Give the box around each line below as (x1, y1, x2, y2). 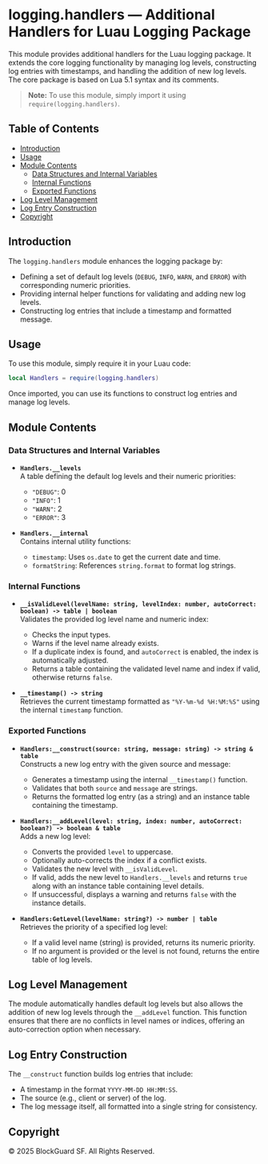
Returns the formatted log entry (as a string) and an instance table (31, 792, 250, 801)
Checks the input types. (31, 630, 111, 639)
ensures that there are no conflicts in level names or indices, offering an (8, 1016, 246, 1026)
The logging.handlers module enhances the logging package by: (8, 256, 223, 266)
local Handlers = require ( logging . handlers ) (8, 375, 159, 383)
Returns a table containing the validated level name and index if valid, (31, 664, 261, 674)
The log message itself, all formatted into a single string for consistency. (19, 1101, 258, 1112)
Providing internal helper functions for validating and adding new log (19, 289, 246, 298)
